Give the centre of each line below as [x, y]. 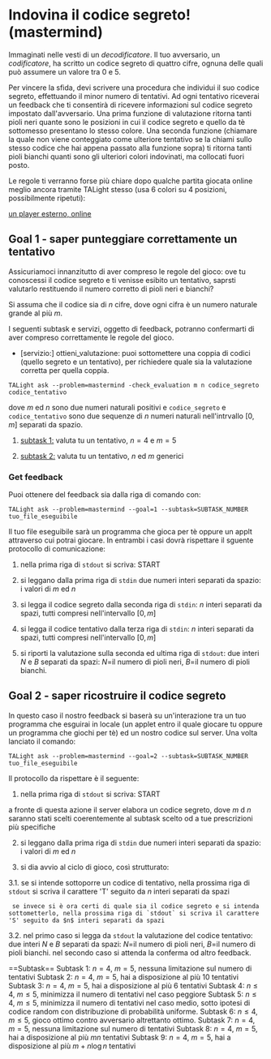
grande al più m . [36, 313]
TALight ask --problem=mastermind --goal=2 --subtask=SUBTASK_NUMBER [129, 756]
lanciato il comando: [42, 741]
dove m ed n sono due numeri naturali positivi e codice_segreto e [117, 407]
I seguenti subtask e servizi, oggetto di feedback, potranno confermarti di [131, 328]
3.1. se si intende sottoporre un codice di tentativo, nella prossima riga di [129, 882]
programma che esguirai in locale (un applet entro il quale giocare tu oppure [135, 724]
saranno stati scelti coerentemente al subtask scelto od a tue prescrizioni [131, 818]
